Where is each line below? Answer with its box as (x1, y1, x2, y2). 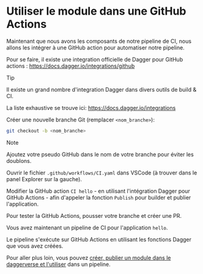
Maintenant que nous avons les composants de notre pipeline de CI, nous (6, 37, 191, 45)
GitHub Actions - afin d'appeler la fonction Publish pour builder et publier (6, 193, 191, 201)
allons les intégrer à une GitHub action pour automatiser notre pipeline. (6, 44, 185, 51)
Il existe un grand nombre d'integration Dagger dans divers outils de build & (6, 85, 197, 93)
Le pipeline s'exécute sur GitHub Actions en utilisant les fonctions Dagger (6, 236, 191, 243)
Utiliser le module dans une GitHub (6, 4, 186, 18)
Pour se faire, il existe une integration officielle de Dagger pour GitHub (6, 56, 183, 63)
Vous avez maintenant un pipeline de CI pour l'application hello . (6, 224, 168, 231)
